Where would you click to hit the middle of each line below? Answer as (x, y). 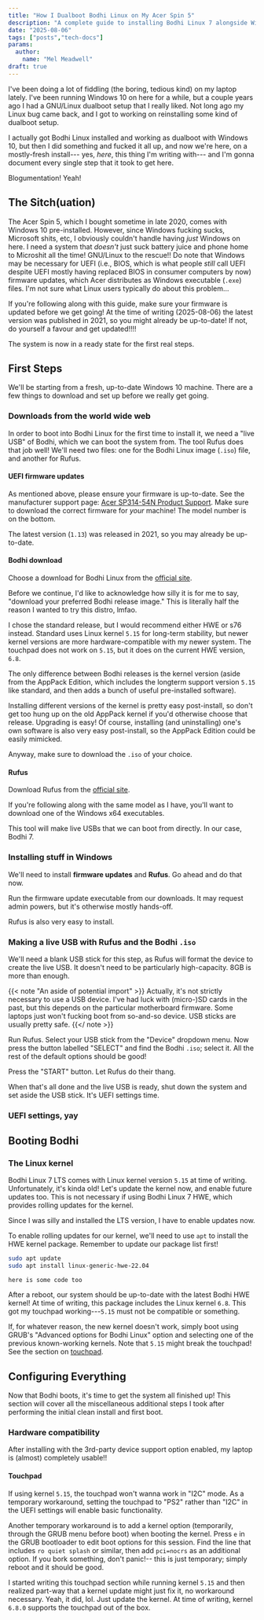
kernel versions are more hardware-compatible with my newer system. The (130, 642)
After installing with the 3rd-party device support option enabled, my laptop (130, 1449)
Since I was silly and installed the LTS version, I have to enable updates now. (132, 1221)
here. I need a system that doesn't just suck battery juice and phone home (128, 246)
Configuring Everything (67, 1376)
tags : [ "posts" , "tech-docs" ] (56, 37)
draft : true (27, 67)
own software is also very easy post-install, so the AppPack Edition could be (132, 731)
